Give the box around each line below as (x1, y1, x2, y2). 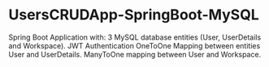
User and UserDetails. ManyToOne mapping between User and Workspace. (8, 49, 262, 59)
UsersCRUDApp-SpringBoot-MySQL (8, 6, 260, 24)
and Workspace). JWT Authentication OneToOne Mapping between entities (8, 40, 261, 50)
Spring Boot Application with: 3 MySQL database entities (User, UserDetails (8, 32, 262, 42)
